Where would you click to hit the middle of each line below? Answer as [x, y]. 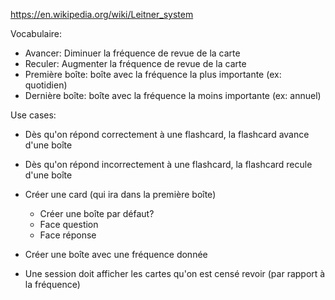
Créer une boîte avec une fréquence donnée [116, 254]
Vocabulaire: [36, 33]
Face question [69, 224]
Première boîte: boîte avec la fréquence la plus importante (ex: [153, 74]
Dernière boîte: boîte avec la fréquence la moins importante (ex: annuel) [173, 95]
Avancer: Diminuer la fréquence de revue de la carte [132, 53]
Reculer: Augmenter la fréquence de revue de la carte [135, 63]
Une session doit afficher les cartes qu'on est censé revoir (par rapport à [175, 273]
